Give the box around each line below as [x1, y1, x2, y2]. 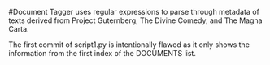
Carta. [8, 24, 30, 33]
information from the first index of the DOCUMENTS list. [8, 49, 197, 58]
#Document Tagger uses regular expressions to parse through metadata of [8, 7, 260, 16]
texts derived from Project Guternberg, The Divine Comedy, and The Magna [8, 15, 263, 25]
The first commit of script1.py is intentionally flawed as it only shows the [8, 40, 250, 50]
